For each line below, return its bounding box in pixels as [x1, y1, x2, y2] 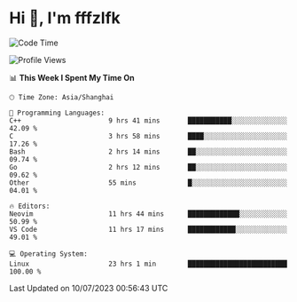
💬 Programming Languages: [9, 108, 105, 117]
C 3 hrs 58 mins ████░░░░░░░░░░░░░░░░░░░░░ [9, 131, 288, 140]
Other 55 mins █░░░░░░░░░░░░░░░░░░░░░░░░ [9, 178, 288, 187]
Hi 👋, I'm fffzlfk [9, 8, 121, 28]
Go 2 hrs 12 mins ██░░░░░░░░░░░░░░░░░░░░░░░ [9, 163, 288, 171]
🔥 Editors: [9, 202, 51, 211]
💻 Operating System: [9, 249, 89, 258]
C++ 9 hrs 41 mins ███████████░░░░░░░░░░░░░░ [9, 115, 288, 125]
